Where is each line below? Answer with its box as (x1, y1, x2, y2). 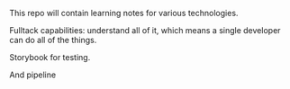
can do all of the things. (9, 35, 97, 45)
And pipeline (9, 69, 57, 80)
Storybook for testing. (9, 52, 91, 62)
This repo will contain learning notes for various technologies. (9, 8, 239, 18)
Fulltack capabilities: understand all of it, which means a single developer (9, 25, 281, 35)
